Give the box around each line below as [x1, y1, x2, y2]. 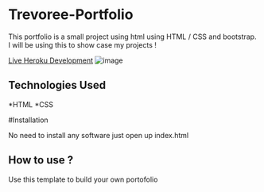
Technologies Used [8, 79, 106, 92]
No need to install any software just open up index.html [8, 130, 189, 140]
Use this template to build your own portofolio [8, 175, 158, 184]
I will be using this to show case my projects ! [8, 40, 157, 49]
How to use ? [8, 153, 74, 167]
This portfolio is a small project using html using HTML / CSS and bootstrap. [8, 32, 257, 41]
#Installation [8, 115, 49, 125]
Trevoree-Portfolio [8, 6, 134, 24]
